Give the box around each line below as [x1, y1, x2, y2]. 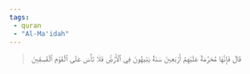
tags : [9, 12, 29, 22]
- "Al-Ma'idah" [12, 29, 69, 38]
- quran [12, 21, 42, 30]
